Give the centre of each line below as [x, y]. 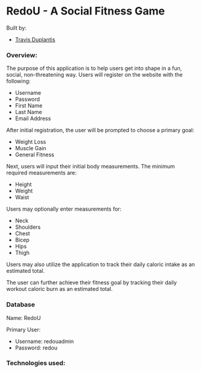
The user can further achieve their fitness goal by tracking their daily [91, 282]
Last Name [28, 112]
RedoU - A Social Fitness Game [85, 11]
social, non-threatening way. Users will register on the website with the [94, 75]
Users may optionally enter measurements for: [64, 209]
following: [18, 81]
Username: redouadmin [44, 341]
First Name [29, 106]
